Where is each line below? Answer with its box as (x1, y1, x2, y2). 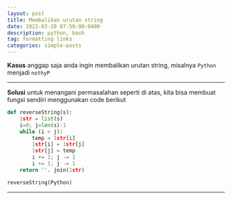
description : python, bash (7, 29, 85, 37)
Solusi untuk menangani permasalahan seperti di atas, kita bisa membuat (7, 88, 216, 97)
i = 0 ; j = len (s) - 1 (19, 121, 67, 128)
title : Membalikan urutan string (7, 17, 104, 23)
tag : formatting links (7, 36, 72, 43)
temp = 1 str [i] (32, 134, 76, 141)
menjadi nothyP (7, 68, 50, 77)
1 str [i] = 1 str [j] (32, 141, 85, 148)
